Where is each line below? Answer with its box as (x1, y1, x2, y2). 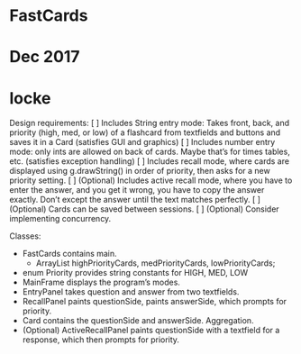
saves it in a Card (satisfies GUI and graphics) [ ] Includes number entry (9, 137, 276, 148)
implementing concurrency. (9, 213, 112, 224)
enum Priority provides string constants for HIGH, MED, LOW (22, 268, 249, 278)
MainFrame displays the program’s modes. (22, 277, 180, 288)
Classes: (9, 231, 41, 241)
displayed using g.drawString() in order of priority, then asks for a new (9, 166, 270, 177)
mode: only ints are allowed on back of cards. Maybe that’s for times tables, (9, 146, 290, 158)
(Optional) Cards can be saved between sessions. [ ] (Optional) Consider (9, 204, 279, 214)
